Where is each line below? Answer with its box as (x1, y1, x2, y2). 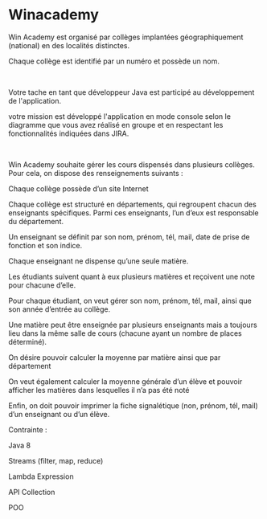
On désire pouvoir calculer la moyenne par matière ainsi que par (8, 352, 221, 362)
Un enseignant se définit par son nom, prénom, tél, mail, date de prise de (8, 231, 250, 242)
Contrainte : (8, 424, 47, 435)
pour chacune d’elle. (8, 280, 76, 290)
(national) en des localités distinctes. (8, 40, 130, 50)
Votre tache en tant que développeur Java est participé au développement (8, 87, 255, 97)
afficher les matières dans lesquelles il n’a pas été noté (8, 385, 190, 394)
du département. (8, 216, 64, 226)
